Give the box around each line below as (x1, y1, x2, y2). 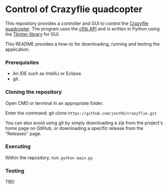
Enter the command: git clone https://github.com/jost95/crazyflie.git (5, 110, 157, 116)
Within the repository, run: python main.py (5, 155, 93, 161)
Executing (5, 143, 31, 150)
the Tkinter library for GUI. (5, 31, 60, 37)
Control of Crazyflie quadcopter (5, 4, 143, 15)
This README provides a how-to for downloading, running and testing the (5, 41, 160, 47)
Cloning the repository (5, 89, 62, 96)
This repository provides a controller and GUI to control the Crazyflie (5, 20, 149, 26)
